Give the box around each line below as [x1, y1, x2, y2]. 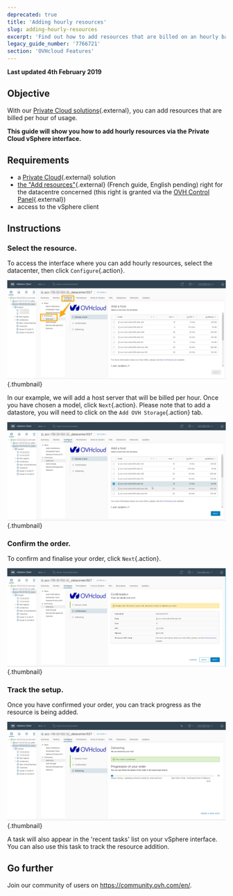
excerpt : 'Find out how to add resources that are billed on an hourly [7, 33, 218, 40]
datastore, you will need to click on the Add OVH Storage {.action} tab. [7, 408, 203, 416]
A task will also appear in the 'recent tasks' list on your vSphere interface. [7, 835, 218, 843]
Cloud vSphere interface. [7, 134, 82, 142]
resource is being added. [7, 708, 78, 716]
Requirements [7, 155, 69, 167]
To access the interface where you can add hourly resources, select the [7, 259, 213, 267]
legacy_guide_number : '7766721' [7, 40, 101, 48]
